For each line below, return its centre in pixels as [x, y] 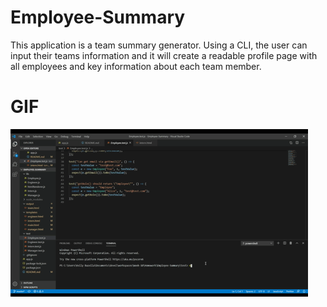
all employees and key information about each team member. [136, 66]
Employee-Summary [98, 17]
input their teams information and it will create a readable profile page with [164, 55]
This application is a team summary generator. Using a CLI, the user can [159, 45]
